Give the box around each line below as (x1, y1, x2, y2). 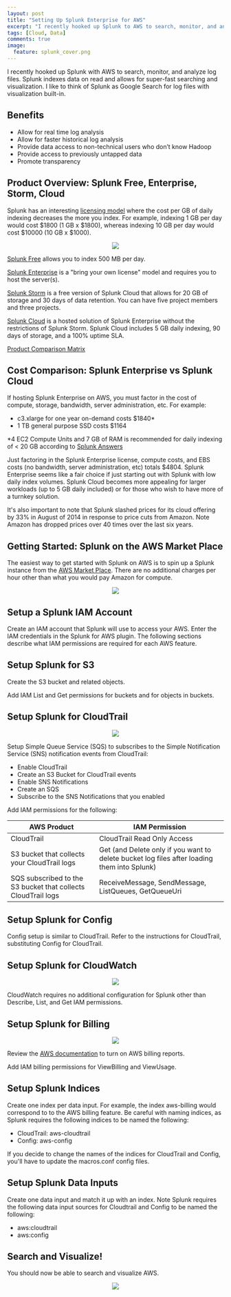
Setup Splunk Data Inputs (7, 1177, 119, 1189)
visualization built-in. (7, 89, 67, 97)
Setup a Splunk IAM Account (7, 606, 133, 618)
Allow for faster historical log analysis (16, 135, 124, 143)
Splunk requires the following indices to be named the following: (7, 1116, 189, 1124)
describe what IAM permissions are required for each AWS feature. (7, 639, 197, 647)
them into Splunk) (98, 862, 157, 871)
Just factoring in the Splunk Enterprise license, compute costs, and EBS (7, 456, 211, 464)
